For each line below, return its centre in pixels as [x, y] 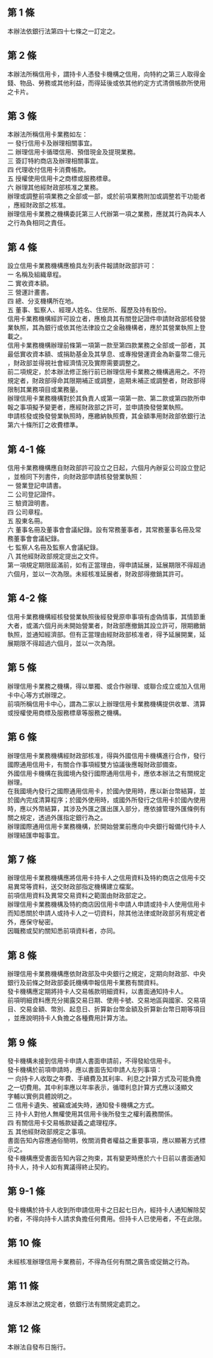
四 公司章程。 [27, 512]
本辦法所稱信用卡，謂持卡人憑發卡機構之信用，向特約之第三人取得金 [106, 74]
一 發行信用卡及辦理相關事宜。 [52, 143]
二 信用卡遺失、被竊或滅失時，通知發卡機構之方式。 [82, 1105]
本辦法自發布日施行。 [38, 1347]
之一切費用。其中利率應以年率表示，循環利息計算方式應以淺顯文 [100, 1087]
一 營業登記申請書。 [36, 485]
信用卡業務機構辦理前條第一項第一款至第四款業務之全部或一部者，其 [106, 345]
